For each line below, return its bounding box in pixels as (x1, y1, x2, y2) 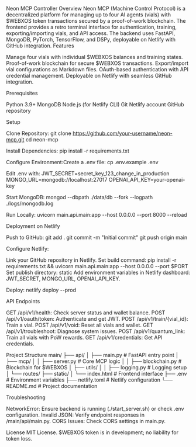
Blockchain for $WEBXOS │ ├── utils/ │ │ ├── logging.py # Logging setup (6, 364, 187, 370)
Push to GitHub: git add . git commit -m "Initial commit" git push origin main (6, 234, 188, 241)
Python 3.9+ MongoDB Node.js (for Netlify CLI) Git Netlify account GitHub (6, 101, 184, 108)
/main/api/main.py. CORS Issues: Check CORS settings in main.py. (6, 418, 166, 424)
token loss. (6, 435, 33, 442)
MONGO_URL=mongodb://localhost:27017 (6, 176, 108, 183)
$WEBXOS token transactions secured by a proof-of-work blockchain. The (6, 18, 186, 24)
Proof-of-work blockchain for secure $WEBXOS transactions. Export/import (6, 60, 189, 67)
